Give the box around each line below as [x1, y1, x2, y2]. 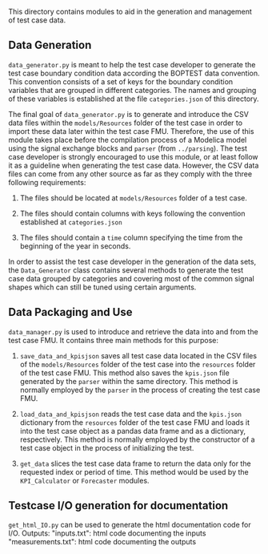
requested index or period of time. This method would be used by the [19, 467, 250, 476]
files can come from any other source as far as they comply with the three [8, 168, 253, 179]
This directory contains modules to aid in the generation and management [8, 7, 252, 16]
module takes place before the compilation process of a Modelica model [8, 135, 247, 144]
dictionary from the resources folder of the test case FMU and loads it [19, 417, 250, 427]
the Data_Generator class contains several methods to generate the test [8, 265, 244, 275]
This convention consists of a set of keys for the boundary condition [8, 76, 234, 87]
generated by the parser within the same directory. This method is [19, 376, 238, 386]
